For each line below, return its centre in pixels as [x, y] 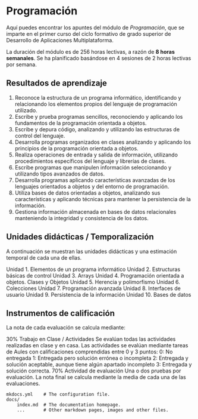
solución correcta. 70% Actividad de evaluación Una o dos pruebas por [94, 371]
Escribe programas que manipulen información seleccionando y [93, 167]
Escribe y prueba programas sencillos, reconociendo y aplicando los [99, 116]
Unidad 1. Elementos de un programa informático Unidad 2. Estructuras [93, 269]
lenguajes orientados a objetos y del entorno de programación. [92, 186]
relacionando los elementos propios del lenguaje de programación [96, 104]
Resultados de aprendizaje [56, 83]
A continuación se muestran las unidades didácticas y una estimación [92, 251]
